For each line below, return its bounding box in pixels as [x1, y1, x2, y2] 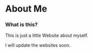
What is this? [5, 21, 38, 28]
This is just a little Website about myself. [5, 32, 88, 38]
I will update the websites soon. [5, 42, 71, 48]
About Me [5, 3, 47, 15]
